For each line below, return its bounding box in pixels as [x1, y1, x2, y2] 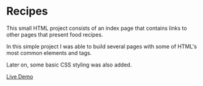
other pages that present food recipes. [6, 30, 104, 38]
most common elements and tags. [6, 49, 92, 56]
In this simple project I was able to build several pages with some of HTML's [6, 43, 197, 50]
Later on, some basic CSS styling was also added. [6, 61, 132, 68]
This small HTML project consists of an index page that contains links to [6, 24, 187, 32]
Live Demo [6, 73, 34, 80]
